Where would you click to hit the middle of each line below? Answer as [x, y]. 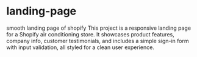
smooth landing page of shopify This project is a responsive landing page [99, 28]
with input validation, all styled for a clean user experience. [80, 47]
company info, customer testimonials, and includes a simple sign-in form [98, 41]
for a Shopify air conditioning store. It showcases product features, [91, 34]
